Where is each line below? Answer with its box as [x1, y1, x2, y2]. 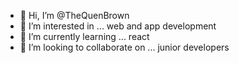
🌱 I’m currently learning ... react [19, 31, 150, 42]
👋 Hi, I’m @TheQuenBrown [19, 10, 130, 21]
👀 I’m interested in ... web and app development [19, 20, 217, 32]
